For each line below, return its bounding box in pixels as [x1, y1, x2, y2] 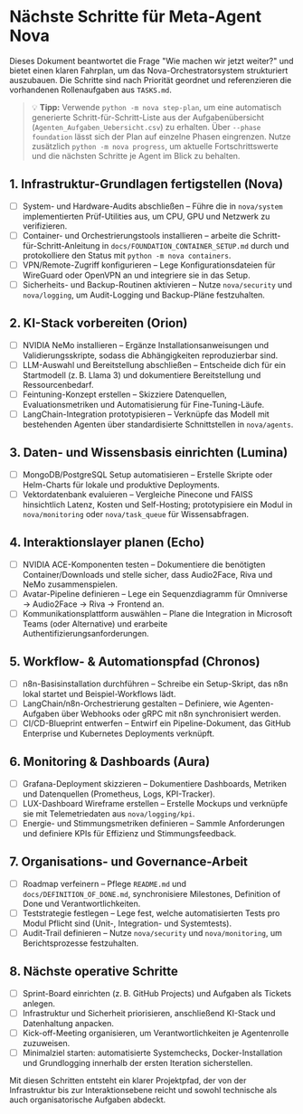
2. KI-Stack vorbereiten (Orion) [9, 316, 188, 331]
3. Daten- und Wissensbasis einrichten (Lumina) [9, 445, 289, 460]
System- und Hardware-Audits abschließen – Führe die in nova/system [22, 201, 283, 212]
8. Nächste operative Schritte [9, 964, 179, 979]
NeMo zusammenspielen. [22, 579, 118, 590]
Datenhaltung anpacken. [22, 1017, 115, 1028]
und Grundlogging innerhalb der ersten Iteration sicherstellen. [22, 1058, 253, 1069]
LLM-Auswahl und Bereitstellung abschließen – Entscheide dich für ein [22, 359, 287, 370]
